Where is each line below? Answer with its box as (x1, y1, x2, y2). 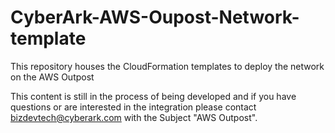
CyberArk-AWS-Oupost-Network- (10, 6, 300, 29)
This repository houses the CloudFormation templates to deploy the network (10, 60, 325, 72)
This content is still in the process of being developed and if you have (10, 90, 297, 102)
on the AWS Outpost (10, 71, 95, 83)
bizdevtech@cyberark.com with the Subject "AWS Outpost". (10, 111, 258, 123)
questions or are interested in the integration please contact (10, 101, 257, 113)
